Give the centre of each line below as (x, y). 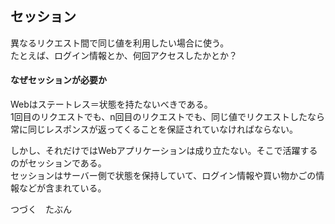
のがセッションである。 (58, 163)
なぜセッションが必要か (58, 80)
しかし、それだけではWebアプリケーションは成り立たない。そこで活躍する (164, 151)
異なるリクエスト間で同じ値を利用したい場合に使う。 (120, 43)
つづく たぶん (41, 209)
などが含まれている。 (62, 188)
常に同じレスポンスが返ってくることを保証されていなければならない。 (154, 129)
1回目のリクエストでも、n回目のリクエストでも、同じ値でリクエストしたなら (168, 117)
